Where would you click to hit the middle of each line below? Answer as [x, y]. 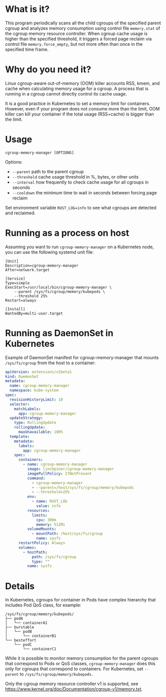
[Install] [15, 309]
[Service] [15, 279]
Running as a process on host [67, 233]
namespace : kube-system [34, 391]
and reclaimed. [20, 213]
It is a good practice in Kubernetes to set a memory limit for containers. [78, 103]
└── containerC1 [40, 649]
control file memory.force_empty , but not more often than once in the [74, 44]
